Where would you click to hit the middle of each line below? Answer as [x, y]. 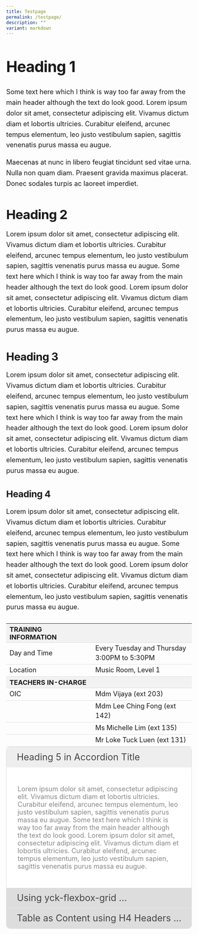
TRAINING [26, 629]
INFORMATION [33, 637]
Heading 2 [37, 215]
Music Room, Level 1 [128, 670]
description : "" [26, 22]
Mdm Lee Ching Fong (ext [136, 706]
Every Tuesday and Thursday [141, 648]
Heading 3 [32, 357]
